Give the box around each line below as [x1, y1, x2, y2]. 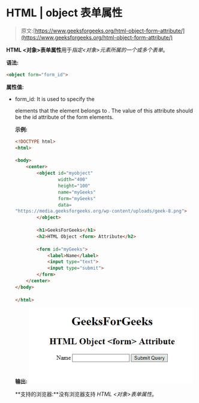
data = [58, 202, 72, 208]
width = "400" [58, 177, 88, 183]
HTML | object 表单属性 [6, 6, 123, 20]
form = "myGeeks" [58, 195, 96, 202]
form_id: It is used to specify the [14, 95, 95, 103]
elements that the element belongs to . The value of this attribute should [14, 107, 194, 114]
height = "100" [58, 183, 91, 189]
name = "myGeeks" [58, 189, 96, 195]
